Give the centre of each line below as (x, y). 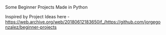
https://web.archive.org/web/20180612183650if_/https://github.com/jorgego (83, 22)
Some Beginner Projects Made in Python (46, 7)
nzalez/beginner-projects (31, 27)
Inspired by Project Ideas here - (37, 17)
